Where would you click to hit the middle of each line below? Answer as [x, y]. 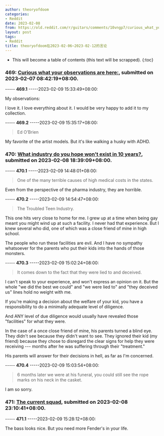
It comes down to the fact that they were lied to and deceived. [79, 272]
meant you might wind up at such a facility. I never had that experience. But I [82, 223]
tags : [10, 37]
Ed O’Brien [28, 132]
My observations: [23, 99]
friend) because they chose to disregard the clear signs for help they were [80, 341]
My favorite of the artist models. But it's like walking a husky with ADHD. [78, 141]
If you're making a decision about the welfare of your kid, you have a [74, 302]
